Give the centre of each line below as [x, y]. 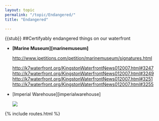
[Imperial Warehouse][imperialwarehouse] [56, 94]
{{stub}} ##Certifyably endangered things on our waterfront [68, 38]
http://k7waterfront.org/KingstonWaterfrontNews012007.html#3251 [83, 79]
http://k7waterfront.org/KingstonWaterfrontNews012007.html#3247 [83, 68]
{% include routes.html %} [33, 114]
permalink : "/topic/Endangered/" [40, 15]
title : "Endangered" [27, 19]
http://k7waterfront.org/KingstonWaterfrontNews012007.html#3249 [83, 74]
